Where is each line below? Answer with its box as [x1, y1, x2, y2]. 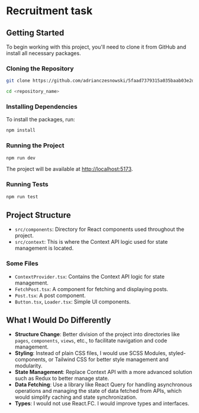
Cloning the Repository [6, 64, 74, 72]
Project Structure [6, 210, 71, 220]
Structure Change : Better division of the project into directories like [14, 331, 180, 338]
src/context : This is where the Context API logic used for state [14, 238, 168, 246]
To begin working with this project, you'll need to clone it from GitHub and [6, 43, 187, 50]
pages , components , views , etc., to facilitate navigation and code [14, 337, 168, 344]
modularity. [14, 362, 43, 369]
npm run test [6, 193, 38, 199]
